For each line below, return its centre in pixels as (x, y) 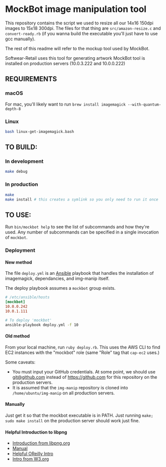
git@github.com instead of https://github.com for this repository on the (85, 377)
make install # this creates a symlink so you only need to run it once (82, 199)
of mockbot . (16, 237)
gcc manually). (20, 39)
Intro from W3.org (30, 459)
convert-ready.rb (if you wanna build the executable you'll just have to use (82, 33)
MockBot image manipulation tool (76, 9)
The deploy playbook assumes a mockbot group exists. (60, 288)
